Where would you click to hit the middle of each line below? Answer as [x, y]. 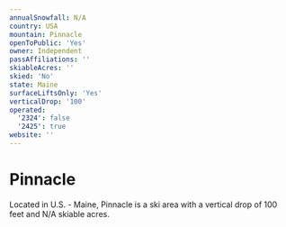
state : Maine [34, 85]
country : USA [34, 26]
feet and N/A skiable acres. [59, 213]
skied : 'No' [31, 77]
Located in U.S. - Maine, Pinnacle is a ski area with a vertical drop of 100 [143, 204]
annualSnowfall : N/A [48, 18]
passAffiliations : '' [50, 59]
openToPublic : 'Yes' [48, 43]
